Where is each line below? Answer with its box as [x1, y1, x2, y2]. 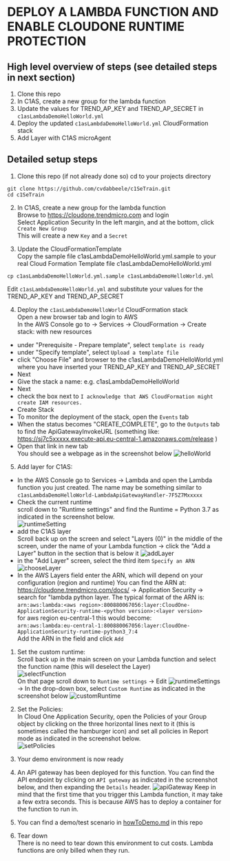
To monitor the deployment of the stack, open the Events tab [17, 413, 189, 421]
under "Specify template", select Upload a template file [17, 348, 179, 356]
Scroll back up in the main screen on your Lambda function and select [17, 655, 216, 663]
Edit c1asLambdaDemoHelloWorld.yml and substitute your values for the [7, 284, 203, 293]
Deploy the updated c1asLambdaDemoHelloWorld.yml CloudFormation [17, 119, 209, 127]
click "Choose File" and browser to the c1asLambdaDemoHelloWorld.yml [17, 355, 224, 364]
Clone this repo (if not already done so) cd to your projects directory [17, 172, 211, 180]
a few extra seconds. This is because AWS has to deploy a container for [17, 797, 222, 806]
